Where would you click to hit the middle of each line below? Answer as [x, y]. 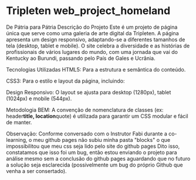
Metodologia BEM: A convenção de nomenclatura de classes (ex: [85, 110]
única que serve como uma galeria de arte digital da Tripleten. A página [92, 33]
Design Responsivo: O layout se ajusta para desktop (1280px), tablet [89, 92]
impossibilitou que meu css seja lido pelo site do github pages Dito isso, [93, 146]
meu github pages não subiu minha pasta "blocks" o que [102, 140]
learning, [17, 140]
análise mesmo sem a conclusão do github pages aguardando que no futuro [98, 158]
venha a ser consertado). [36, 171]
